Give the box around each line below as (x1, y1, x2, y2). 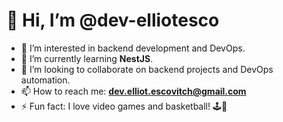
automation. (20, 74, 71, 86)
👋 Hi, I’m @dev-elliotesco (6, 9, 220, 32)
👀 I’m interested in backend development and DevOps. (20, 42, 246, 54)
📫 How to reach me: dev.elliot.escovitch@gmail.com (20, 85, 247, 97)
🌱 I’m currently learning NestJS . (20, 52, 154, 64)
